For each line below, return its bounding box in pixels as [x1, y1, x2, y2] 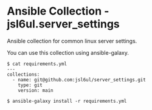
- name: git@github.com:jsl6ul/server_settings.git [12, 77, 147, 83]
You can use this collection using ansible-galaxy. [7, 49, 130, 56]
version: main [18, 87, 54, 94]
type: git [18, 82, 43, 88]
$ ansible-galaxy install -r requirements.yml [7, 98, 127, 104]
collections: [7, 71, 40, 77]
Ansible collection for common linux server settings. [7, 37, 137, 44]
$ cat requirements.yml [7, 61, 67, 67]
